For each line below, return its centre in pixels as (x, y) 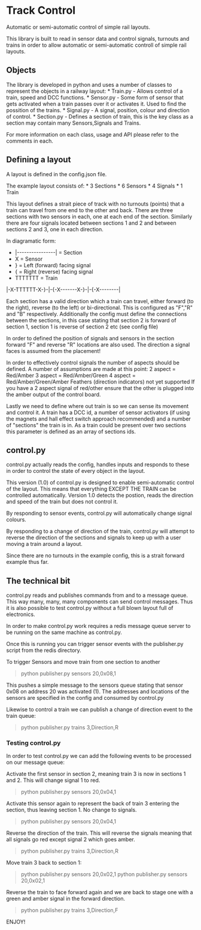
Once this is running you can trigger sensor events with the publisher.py (95, 644)
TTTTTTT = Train (36, 278)
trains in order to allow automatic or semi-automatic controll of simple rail (96, 45)
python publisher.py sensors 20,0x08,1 (68, 674)
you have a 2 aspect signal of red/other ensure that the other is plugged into (100, 388)
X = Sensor (29, 259)
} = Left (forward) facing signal (53, 265)
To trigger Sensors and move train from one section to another (83, 662)
